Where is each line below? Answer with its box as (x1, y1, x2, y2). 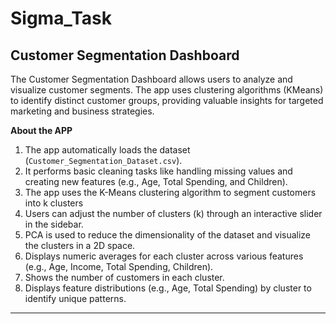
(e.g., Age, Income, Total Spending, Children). (24, 261, 214, 272)
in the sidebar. (24, 218, 84, 230)
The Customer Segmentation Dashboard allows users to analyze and (10, 73, 293, 85)
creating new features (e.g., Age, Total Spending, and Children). (24, 176, 288, 187)
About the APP (10, 125, 73, 136)
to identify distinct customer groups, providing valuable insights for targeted (10, 95, 324, 106)
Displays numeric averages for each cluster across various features (24, 250, 304, 262)
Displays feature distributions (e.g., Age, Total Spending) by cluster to (24, 282, 312, 294)
